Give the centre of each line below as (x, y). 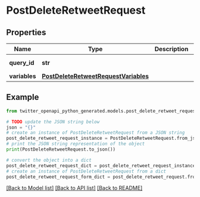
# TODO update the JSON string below (53, 122)
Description (171, 49)
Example (23, 97)
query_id (22, 63)
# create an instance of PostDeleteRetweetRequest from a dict (86, 171)
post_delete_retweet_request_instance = (57, 138)
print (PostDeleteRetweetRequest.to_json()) (61, 149)
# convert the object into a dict (49, 160)
